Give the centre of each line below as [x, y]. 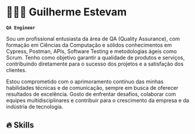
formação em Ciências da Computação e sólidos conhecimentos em [89, 45]
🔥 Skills [20, 125]
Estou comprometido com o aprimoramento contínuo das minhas [85, 81]
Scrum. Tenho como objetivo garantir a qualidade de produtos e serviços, [95, 57]
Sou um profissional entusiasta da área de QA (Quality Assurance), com [93, 38]
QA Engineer [21, 28]
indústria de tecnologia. [35, 106]
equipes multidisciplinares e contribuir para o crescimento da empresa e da [98, 100]
